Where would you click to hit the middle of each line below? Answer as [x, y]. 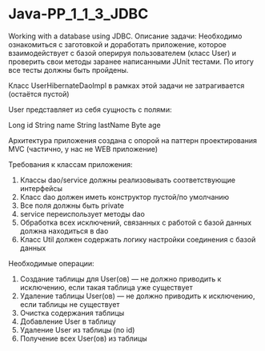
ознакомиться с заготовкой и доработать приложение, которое [117, 44]
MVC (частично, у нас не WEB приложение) [83, 149]
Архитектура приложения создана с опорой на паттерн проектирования [133, 140]
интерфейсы [41, 188]
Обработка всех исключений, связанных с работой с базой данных [136, 222]
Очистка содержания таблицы [72, 313]
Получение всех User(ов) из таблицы [84, 338]
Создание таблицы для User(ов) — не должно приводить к [120, 279]
